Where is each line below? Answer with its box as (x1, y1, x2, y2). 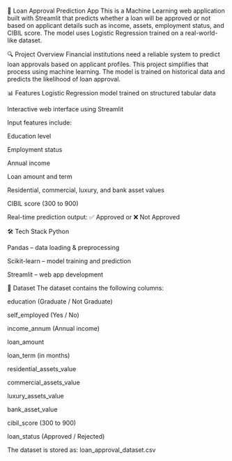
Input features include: (7, 118, 72, 127)
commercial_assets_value (7, 378, 80, 386)
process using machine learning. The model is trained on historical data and (7, 68, 225, 76)
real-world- (185, 29, 218, 37)
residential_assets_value (7, 365, 77, 373)
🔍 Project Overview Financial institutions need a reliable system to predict (7, 50, 221, 58)
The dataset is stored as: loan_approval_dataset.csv (7, 446, 156, 454)
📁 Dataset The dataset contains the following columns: (7, 284, 164, 292)
